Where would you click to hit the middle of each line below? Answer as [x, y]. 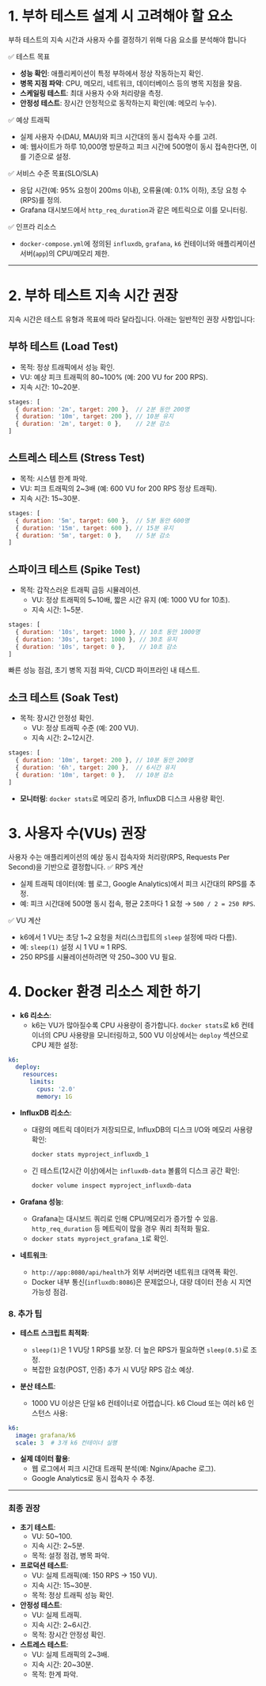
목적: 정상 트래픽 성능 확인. [73, 1595]
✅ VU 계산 [25, 920]
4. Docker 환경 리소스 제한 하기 [105, 991]
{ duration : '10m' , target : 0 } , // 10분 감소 [95, 775]
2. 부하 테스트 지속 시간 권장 [93, 296]
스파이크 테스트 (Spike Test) [74, 570]
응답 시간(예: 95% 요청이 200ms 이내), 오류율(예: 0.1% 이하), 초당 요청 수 [133, 190]
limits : [42, 1082]
